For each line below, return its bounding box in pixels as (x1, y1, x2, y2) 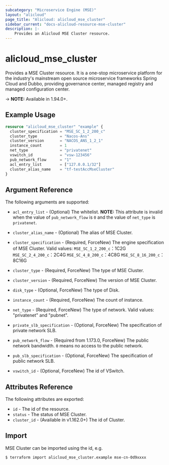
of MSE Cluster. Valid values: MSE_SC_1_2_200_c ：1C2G (12, 245, 126, 252)
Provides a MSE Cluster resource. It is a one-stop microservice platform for (5, 70, 162, 76)
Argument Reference (5, 185, 73, 194)
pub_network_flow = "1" (10, 157, 72, 162)
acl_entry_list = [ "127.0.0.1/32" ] (10, 162, 101, 167)
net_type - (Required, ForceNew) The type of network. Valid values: (12, 307, 155, 313)
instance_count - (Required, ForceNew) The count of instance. (12, 297, 144, 303)
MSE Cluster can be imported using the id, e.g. (5, 445, 103, 451)
